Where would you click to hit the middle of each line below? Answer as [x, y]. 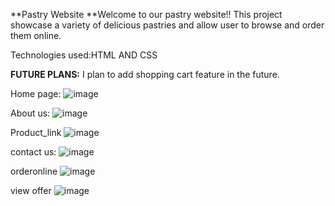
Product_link [36, 132]
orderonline [34, 171]
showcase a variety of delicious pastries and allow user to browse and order [167, 25]
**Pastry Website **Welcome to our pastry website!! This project [146, 14]
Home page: [36, 93]
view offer [31, 190]
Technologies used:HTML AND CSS [84, 55]
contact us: [33, 152]
